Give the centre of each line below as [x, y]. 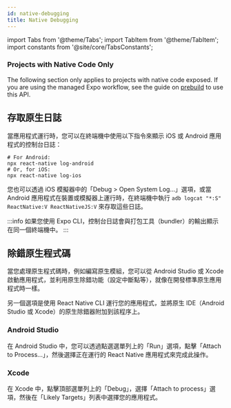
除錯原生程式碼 [39, 253]
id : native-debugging [38, 13]
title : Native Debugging [43, 20]
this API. [19, 94]
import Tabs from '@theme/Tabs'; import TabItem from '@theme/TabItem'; [113, 39]
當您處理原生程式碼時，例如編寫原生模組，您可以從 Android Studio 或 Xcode [115, 271]
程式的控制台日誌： [34, 144]
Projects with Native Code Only [60, 65]
